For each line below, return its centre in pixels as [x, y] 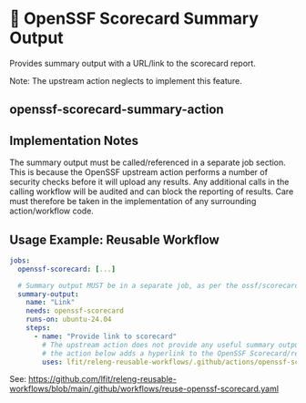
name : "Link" [51, 303]
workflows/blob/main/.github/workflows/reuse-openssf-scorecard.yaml [144, 389]
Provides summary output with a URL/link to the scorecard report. [133, 63]
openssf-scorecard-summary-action [117, 110]
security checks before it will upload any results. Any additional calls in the [149, 182]
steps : [38, 328]
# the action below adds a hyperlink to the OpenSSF [144, 353]
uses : [53, 362]
